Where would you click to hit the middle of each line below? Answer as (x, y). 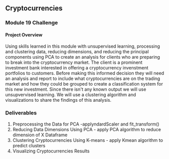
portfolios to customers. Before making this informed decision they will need (85, 73)
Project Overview (24, 34)
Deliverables (21, 113)
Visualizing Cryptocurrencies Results (51, 151)
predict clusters (29, 145)
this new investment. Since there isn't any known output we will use (76, 89)
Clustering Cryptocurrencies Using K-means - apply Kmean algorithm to (88, 140)
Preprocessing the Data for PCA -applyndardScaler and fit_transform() (86, 124)
